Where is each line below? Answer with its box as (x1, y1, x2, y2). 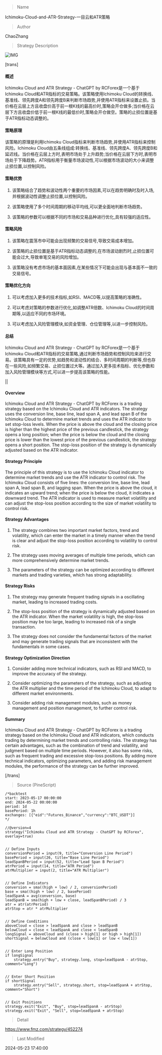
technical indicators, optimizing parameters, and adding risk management (5, 758, 152, 764)
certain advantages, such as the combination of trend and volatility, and (5, 742, 148, 748)
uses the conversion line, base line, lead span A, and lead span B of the (5, 411, 147, 417)
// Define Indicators (5, 881, 49, 886)
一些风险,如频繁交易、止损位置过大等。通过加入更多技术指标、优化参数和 (9, 363, 155, 369)
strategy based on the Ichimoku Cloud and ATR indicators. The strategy (5, 406, 147, 412)
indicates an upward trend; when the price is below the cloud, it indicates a (5, 490, 155, 495)
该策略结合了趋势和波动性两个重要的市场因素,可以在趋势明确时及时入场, (12, 187, 155, 193)
